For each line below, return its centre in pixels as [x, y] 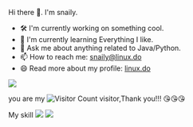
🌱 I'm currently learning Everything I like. [87, 39]
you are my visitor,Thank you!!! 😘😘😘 [97, 98]
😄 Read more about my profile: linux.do [85, 68]
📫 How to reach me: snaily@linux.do [81, 57]
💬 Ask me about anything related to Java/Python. [100, 48]
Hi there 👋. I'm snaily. [43, 12]
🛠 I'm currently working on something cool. [92, 28]
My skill [21, 115]
